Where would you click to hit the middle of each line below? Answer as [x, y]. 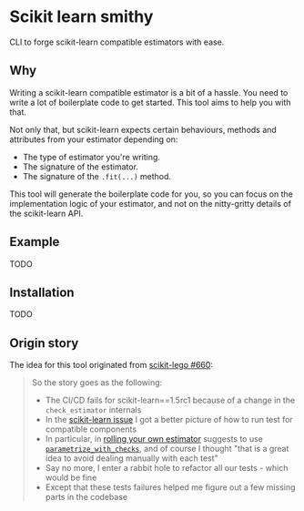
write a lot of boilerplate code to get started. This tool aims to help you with [150, 102]
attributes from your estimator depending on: [94, 139]
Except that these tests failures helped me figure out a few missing [170, 487]
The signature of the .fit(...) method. [96, 176]
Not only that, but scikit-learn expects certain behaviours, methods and [143, 129]
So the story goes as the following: [97, 383]
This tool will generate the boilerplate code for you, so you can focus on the [151, 194]
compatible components [91, 429]
